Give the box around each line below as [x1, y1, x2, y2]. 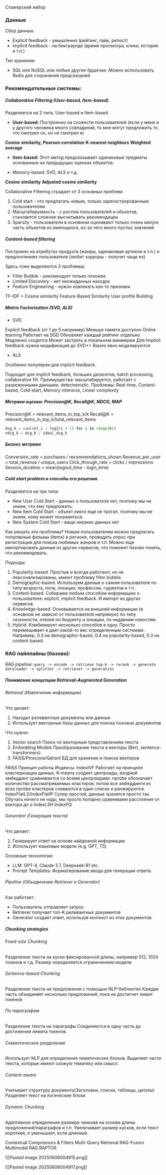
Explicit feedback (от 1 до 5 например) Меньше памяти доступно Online [5, 327, 156, 333]
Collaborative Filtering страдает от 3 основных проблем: [5, 189, 124, 195]
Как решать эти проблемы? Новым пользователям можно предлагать [5, 528, 155, 534]
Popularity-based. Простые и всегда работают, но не [12, 569, 124, 575]
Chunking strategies [5, 926, 49, 932]
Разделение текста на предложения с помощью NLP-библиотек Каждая [5, 986, 159, 992]
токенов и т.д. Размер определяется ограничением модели [5, 959, 132, 965]
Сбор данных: [5, 28, 35, 34]
